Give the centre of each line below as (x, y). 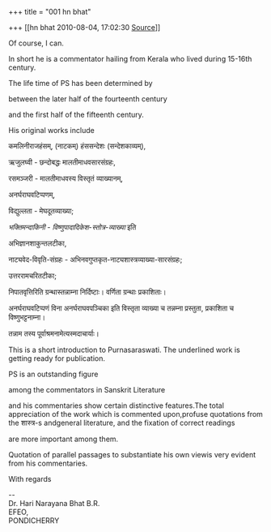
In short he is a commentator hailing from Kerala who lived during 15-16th (130, 59)
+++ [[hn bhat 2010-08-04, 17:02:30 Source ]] (85, 27)
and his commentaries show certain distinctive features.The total (116, 405)
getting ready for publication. (57, 358)
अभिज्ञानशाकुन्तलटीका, (38, 243)
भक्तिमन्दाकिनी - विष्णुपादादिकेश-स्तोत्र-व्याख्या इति (72, 227)
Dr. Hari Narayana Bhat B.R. (54, 503)
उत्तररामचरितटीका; (32, 276)
